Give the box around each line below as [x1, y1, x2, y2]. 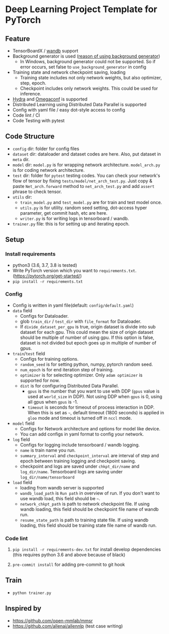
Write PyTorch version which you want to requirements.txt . [12, 267, 137, 273]
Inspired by [5, 604, 41, 613]
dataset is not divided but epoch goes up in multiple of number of [20, 339, 156, 346]
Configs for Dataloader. [20, 313, 69, 319]
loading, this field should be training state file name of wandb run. [20, 522, 157, 528]
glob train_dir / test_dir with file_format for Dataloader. [20, 318, 142, 324]
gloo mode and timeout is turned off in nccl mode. [27, 415, 132, 421]
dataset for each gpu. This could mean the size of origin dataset [20, 329, 154, 335]
